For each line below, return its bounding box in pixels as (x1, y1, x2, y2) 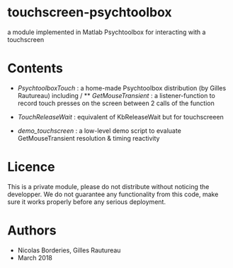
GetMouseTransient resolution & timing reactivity (17, 134, 160, 142)
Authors (7, 223, 57, 238)
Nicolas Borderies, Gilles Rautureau (17, 246, 121, 254)
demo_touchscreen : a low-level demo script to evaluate (17, 126, 182, 135)
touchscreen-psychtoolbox (7, 4, 172, 21)
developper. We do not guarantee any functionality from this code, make (7, 190, 219, 198)
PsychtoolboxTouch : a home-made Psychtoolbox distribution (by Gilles (17, 83, 227, 92)
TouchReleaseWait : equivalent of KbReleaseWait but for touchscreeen (17, 112, 225, 121)
